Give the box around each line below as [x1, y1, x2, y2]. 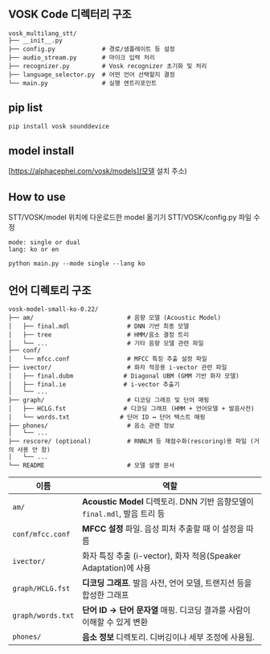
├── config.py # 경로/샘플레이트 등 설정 [8, 45, 175, 53]
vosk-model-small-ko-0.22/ [8, 305, 99, 313]
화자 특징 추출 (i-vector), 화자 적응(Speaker [81, 550, 241, 562]
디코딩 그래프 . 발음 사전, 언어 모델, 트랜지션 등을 [81, 578, 252, 589]
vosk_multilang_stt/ [8, 29, 78, 38]
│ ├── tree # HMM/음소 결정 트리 [8, 331, 190, 339]
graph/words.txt [12, 611, 75, 620]
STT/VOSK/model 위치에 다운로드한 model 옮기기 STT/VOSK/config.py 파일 [8, 212, 252, 223]
